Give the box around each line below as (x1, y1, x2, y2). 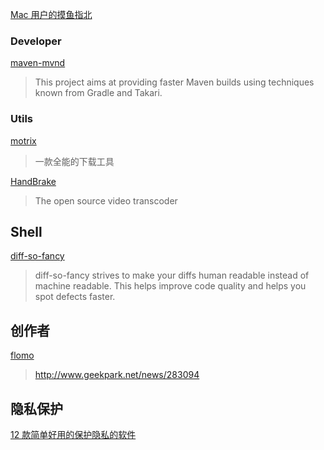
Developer (10, 34, 62, 48)
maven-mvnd (10, 57, 66, 69)
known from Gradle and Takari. (34, 87, 163, 99)
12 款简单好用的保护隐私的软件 (10, 429, 137, 441)
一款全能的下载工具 (34, 155, 115, 167)
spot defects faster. (34, 291, 116, 303)
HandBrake (10, 175, 57, 187)
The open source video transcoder (34, 194, 178, 207)
